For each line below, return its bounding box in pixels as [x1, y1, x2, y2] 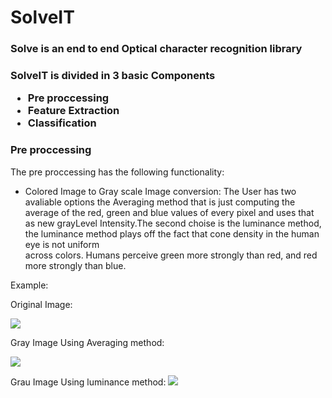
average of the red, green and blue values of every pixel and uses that [24, 206, 315, 218]
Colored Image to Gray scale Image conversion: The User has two [24, 185, 297, 197]
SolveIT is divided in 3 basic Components [10, 69, 216, 83]
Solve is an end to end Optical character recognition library [10, 42, 303, 56]
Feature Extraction [27, 104, 120, 118]
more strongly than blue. [24, 259, 127, 271]
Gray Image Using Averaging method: [10, 336, 165, 348]
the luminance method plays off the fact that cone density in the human [24, 227, 320, 240]
